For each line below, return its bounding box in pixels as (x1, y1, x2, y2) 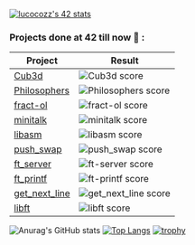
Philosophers (14, 84, 70, 97)
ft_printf (14, 173, 48, 185)
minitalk (14, 114, 48, 127)
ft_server (14, 158, 51, 171)
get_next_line (14, 187, 70, 200)
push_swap (14, 143, 62, 155)
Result (110, 54, 139, 67)
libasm (14, 128, 42, 141)
